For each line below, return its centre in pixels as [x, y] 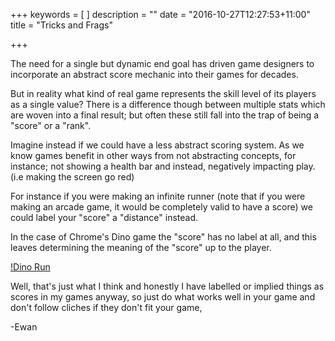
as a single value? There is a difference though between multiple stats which [168, 104]
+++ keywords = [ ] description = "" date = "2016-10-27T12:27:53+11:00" [160, 14]
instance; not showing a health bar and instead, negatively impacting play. [163, 166]
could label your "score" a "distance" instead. [104, 217]
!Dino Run [30, 267]
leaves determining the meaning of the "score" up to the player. [141, 247]
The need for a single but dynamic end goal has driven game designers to [162, 63]
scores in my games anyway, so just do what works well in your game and [163, 297]
